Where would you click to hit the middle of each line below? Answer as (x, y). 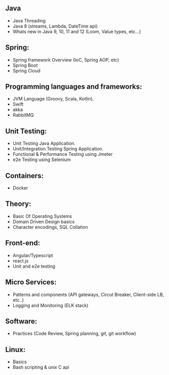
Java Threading (29, 20)
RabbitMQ (23, 115)
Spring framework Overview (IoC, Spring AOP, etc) (66, 60)
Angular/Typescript (33, 255)
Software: (21, 321)
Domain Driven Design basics (44, 222)
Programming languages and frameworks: (74, 87)
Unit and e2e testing (34, 266)
